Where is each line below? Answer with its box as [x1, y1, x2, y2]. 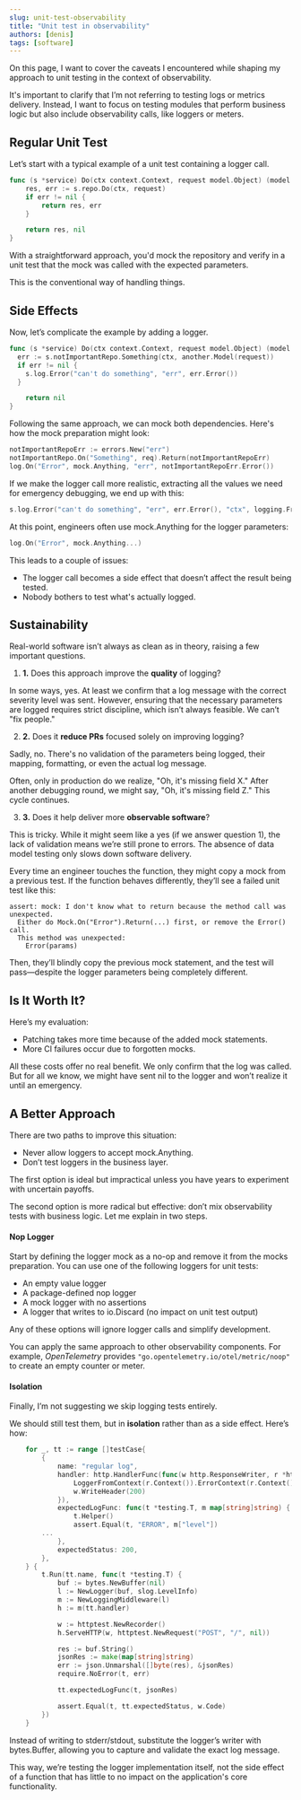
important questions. [9, 651, 86, 661]
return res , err [41, 201, 102, 210]
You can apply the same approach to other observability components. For [9, 1341, 281, 1352]
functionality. [9, 1780, 58, 1791]
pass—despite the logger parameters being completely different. [9, 966, 248, 978]
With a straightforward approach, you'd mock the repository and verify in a [9, 250, 286, 261]
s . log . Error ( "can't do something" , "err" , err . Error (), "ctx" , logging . [9, 504, 287, 514]
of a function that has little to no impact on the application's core [9, 1771, 248, 1782]
